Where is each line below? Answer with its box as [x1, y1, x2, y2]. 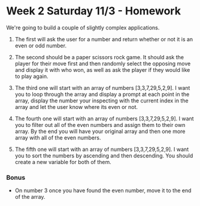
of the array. [14, 193, 46, 201]
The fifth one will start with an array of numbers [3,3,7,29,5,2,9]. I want [14, 146, 189, 153]
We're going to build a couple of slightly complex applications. [6, 24, 160, 31]
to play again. [14, 72, 49, 80]
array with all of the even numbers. [14, 134, 101, 141]
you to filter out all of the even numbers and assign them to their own [14, 121, 186, 128]
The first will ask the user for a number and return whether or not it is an [14, 35, 193, 43]
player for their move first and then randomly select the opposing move [14, 60, 191, 67]
